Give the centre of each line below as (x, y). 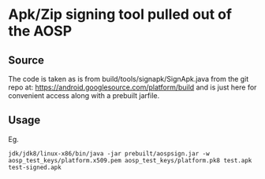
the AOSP (40, 31)
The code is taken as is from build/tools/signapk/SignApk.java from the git (129, 79)
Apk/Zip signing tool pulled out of (120, 15)
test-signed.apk (35, 167)
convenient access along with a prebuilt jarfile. (84, 95)
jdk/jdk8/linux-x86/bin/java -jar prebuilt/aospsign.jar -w (109, 153)
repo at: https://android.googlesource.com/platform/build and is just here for (132, 87)
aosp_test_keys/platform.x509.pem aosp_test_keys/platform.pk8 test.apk (130, 160)
